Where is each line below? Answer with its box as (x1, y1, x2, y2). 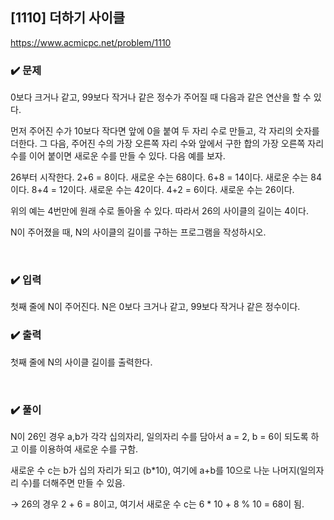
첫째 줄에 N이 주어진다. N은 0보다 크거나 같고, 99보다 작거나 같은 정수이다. (10, 301, 301, 313)
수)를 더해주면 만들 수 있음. (20, 477, 126, 488)
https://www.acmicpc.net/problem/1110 (10, 36, 172, 48)
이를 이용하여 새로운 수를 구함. (20, 443, 139, 455)
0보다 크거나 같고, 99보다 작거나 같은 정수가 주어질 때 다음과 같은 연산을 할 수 (10, 91, 312, 103)
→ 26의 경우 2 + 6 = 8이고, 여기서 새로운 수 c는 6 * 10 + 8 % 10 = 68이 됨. (10, 498, 305, 510)
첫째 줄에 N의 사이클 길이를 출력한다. (10, 356, 153, 368)
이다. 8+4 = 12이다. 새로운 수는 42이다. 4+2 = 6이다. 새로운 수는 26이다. (10, 184, 295, 196)
